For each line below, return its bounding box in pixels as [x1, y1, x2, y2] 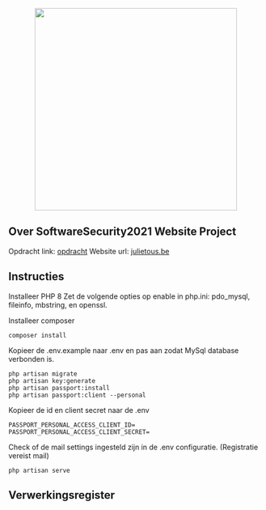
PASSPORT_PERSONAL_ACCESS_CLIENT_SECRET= [8, 427, 150, 436]
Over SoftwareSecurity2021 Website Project [8, 225, 237, 239]
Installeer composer [8, 316, 75, 325]
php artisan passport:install [8, 384, 111, 392]
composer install [8, 331, 67, 339]
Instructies [8, 270, 65, 283]
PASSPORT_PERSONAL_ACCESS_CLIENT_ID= [8, 421, 136, 429]
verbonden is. [8, 354, 55, 363]
